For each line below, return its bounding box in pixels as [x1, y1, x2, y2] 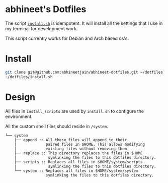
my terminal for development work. [5, 25, 78, 31]
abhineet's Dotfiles [5, 4, 87, 15]
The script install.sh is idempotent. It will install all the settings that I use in [5, 20, 163, 26]
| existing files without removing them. [14, 146, 129, 151]
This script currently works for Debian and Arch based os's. [5, 35, 129, 41]
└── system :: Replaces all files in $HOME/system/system [14, 168, 138, 173]
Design [5, 91, 36, 103]
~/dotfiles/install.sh [5, 74, 53, 79]
